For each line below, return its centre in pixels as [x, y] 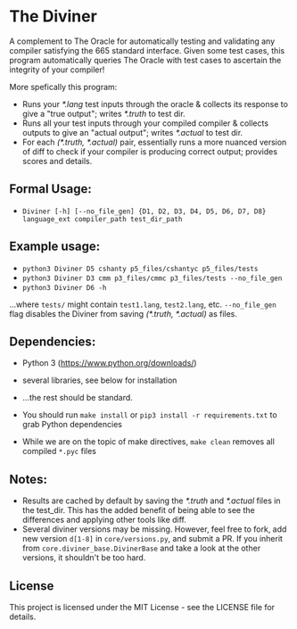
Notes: [28, 479]
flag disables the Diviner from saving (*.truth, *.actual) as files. [124, 313]
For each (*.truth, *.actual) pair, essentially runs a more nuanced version [154, 142]
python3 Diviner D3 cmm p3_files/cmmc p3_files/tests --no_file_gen [152, 278]
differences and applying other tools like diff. [104, 520]
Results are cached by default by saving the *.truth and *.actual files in [151, 501]
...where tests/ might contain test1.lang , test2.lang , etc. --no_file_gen [143, 304]
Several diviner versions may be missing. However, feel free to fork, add [154, 529]
